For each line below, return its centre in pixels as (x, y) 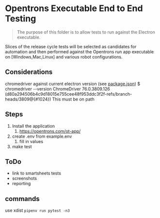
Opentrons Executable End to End (74, 8)
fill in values (31, 141)
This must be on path (73, 99)
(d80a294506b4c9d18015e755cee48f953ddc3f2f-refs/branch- (69, 94)
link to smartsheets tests (37, 173)
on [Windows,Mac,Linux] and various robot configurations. (64, 57)
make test (22, 146)
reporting (21, 184)
